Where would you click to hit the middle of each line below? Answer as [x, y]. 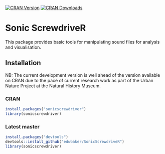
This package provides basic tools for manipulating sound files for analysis [82, 42]
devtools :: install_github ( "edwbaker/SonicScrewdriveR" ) [65, 141]
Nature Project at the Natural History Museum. [53, 86]
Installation [23, 63]
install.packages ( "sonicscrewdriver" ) [46, 109]
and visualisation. [23, 47]
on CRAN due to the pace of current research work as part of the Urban [79, 80]
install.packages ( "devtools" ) [37, 137]
